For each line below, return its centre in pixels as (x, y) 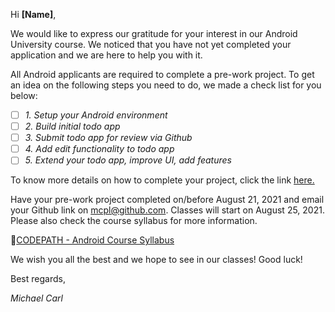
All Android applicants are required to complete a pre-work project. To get (162, 74)
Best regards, (38, 279)
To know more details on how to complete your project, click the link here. (162, 180)
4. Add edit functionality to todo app (99, 149)
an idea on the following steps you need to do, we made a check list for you (166, 85)
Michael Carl (37, 298)
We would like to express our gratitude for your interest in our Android (154, 33)
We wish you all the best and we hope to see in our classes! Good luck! (156, 260)
